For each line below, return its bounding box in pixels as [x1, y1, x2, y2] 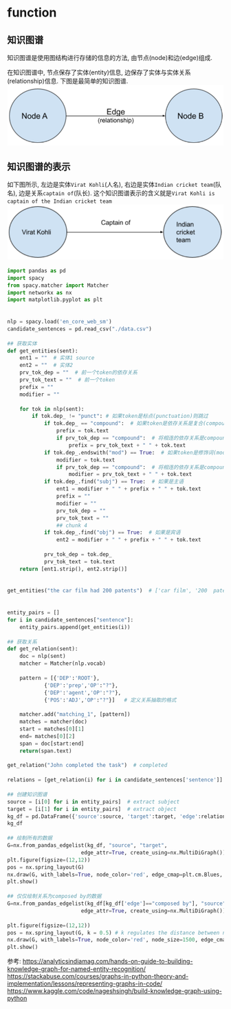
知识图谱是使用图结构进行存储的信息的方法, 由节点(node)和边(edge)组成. [7, 54, 213, 61]
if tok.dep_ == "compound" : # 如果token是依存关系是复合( [43, 420, 206, 427]
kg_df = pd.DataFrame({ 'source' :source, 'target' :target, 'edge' [7, 812, 198, 820]
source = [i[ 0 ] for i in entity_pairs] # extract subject [7, 798, 180, 805]
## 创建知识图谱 [7, 791, 47, 798]
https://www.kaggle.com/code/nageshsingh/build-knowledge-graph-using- [7, 987, 222, 995]
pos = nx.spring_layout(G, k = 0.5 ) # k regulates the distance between [7, 929, 220, 936]
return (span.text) [19, 747, 72, 755]
